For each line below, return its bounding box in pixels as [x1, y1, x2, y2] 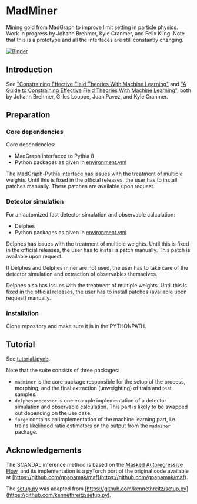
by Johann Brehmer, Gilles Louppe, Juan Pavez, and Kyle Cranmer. [6, 93, 169, 100]
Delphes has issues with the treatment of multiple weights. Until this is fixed [6, 240, 189, 247]
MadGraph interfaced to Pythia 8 [14, 152, 94, 160]
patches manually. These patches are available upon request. [6, 183, 155, 190]
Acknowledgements [6, 446, 82, 456]
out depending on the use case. [14, 409, 92, 417]
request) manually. [6, 294, 51, 302]
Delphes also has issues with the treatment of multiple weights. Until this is [6, 282, 188, 289]
